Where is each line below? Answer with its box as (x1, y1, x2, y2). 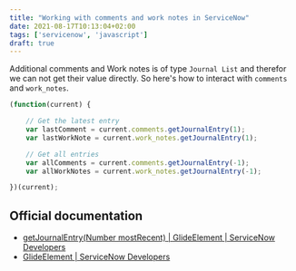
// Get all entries (25, 150, 100, 159)
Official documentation (9, 208, 143, 223)
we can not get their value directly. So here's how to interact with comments (9, 73, 288, 84)
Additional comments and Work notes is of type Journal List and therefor (9, 63, 287, 74)
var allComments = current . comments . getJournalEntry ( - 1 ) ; (25, 158, 250, 168)
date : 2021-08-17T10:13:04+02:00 (9, 22, 136, 31)
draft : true (9, 38, 54, 48)
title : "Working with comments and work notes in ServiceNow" (9, 13, 250, 23)
